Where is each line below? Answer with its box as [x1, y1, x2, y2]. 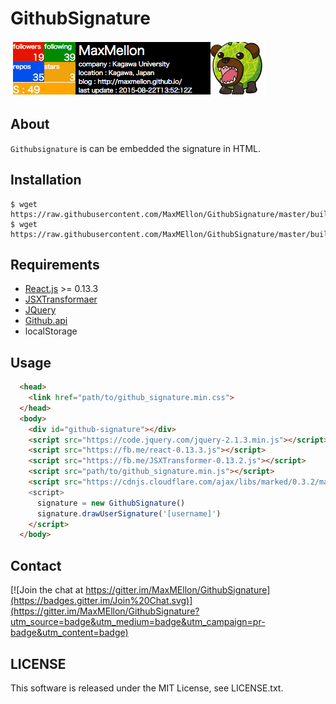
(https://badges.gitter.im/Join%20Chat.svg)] [10, 595, 193, 607]
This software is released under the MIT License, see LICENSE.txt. [10, 682, 284, 694]
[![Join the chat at [10, 584, 84, 596]
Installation [10, 172, 82, 189]
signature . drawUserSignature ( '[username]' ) [36, 508, 222, 519]
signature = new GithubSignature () [36, 498, 186, 508]
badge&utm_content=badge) [10, 627, 129, 639]
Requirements [10, 256, 100, 273]
